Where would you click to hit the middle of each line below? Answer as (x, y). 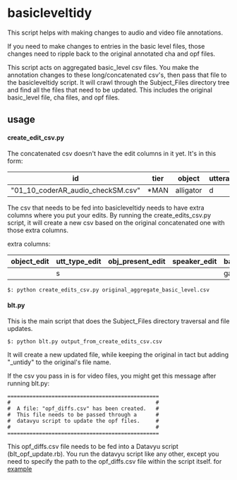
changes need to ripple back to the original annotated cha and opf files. (111, 54)
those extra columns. (38, 230)
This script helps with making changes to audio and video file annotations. (115, 32)
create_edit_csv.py (36, 137)
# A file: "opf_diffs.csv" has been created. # (83, 408)
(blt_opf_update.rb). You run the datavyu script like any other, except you (113, 454)
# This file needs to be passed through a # (83, 414)
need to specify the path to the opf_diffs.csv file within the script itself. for (115, 461)
